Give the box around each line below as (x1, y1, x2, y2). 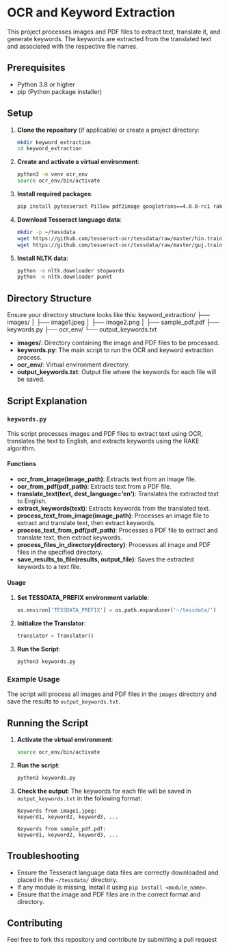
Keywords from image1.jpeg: (16, 807, 97, 814)
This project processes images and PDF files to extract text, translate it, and (7, 27, 221, 36)
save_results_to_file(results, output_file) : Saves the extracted (16, 555, 194, 564)
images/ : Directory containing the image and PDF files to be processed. (16, 338, 220, 347)
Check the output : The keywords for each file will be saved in (16, 787, 191, 795)
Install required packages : (16, 190, 94, 198)
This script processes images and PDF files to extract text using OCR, (7, 429, 203, 437)
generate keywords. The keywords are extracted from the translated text (7, 34, 212, 43)
